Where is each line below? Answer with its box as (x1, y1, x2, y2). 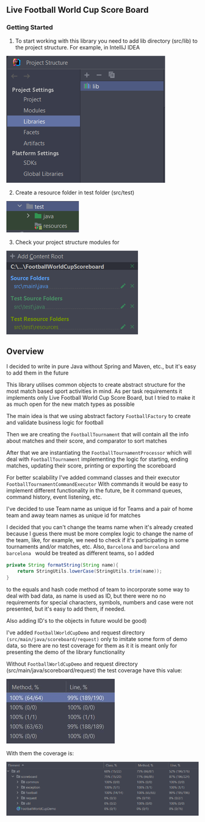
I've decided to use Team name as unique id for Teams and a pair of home (6, 505, 193, 512)
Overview (6, 347, 45, 357)
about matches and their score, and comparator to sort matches (6, 437, 168, 444)
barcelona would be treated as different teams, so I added (6, 549, 154, 557)
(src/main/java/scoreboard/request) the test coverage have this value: (6, 667, 182, 674)
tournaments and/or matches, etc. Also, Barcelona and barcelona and (6, 543, 180, 550)
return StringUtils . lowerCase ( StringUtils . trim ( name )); (17, 568, 163, 574)
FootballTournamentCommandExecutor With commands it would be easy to (6, 480, 188, 488)
